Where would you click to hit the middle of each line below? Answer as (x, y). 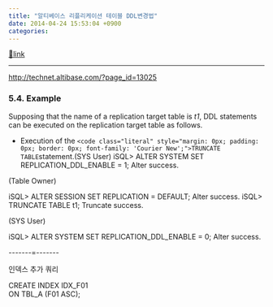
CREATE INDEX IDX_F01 (48, 285)
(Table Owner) (32, 180)
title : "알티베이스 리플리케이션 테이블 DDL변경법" (83, 16)
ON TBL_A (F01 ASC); (45, 294)
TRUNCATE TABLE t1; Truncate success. (76, 205)
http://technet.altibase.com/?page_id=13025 (82, 77)
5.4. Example (35, 98)
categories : (28, 31)
